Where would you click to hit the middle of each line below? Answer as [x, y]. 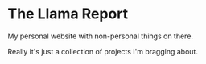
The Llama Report [68, 14]
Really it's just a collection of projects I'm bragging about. [103, 51]
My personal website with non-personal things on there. [101, 36]
